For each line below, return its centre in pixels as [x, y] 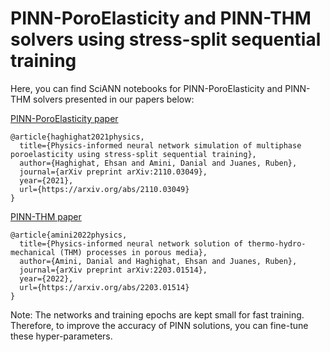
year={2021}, [46, 180]
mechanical [33, 252]
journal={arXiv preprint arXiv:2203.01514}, [113, 270]
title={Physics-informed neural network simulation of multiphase [160, 145]
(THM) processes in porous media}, [133, 252]
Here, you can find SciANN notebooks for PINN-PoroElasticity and [146, 88]
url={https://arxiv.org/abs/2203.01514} [104, 287]
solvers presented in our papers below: [114, 99]
